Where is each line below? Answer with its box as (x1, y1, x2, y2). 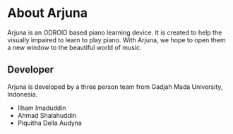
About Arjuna (7, 5, 88, 21)
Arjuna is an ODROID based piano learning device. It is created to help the (7, 28, 222, 37)
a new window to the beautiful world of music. (7, 43, 142, 51)
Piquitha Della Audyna (17, 118, 83, 127)
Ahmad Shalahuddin (17, 111, 77, 119)
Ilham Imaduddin (17, 104, 66, 112)
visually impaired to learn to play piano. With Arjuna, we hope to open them (7, 35, 226, 44)
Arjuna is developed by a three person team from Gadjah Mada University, (7, 83, 223, 91)
